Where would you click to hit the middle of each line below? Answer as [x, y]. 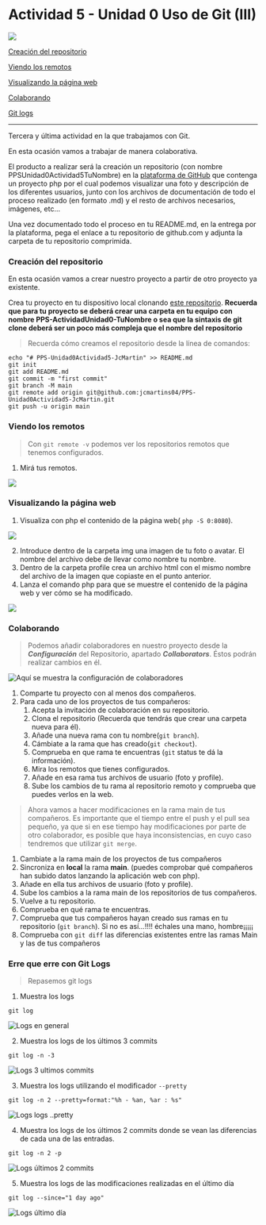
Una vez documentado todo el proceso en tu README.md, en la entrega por [132, 224]
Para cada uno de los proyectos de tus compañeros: [105, 702]
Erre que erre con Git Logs [59, 964]
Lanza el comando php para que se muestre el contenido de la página [133, 584]
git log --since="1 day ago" [56, 1198]
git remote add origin [46, 393]
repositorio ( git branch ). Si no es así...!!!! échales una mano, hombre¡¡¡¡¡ [136, 926]
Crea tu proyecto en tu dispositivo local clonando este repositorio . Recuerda [133, 302]
